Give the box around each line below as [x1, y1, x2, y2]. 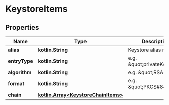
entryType [8, 58, 34, 64]
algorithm [8, 69, 32, 76]
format [8, 80, 25, 87]
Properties [5, 23, 39, 32]
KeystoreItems [5, 3, 68, 15]
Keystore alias [128, 46, 161, 53]
